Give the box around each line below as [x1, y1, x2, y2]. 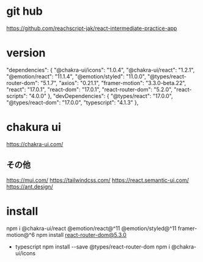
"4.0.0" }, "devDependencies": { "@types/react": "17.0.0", [29, 92, 173, 99]
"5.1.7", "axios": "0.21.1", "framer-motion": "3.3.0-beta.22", [40, 79, 186, 86]
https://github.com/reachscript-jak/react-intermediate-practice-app [6, 24, 177, 32]
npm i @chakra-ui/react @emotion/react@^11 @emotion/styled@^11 [6, 225, 177, 232]
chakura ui [6, 121, 61, 134]
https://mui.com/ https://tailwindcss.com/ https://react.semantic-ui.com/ [6, 176, 190, 184]
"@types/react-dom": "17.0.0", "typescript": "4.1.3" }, [6, 99, 139, 106]
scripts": [6, 92, 28, 99]
